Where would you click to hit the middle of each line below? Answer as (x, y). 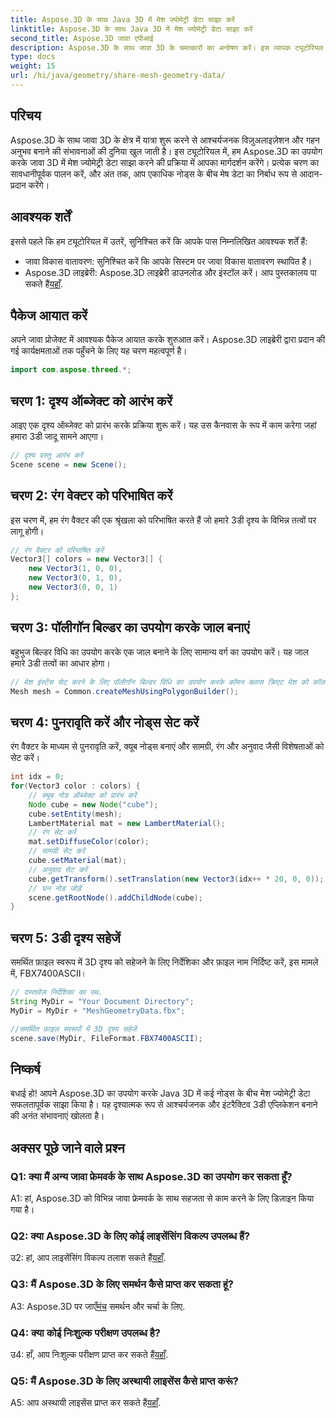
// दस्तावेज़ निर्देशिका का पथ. (56, 992)
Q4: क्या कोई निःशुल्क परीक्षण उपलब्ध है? (85, 1333)
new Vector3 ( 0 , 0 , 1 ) (73, 587)
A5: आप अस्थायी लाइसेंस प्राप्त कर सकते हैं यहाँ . (86, 1403)
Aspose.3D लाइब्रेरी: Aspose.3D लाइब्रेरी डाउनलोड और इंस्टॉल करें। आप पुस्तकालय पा (170, 272)
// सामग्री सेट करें (56, 851)
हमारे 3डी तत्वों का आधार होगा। (60, 663)
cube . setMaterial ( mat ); (78, 861)
